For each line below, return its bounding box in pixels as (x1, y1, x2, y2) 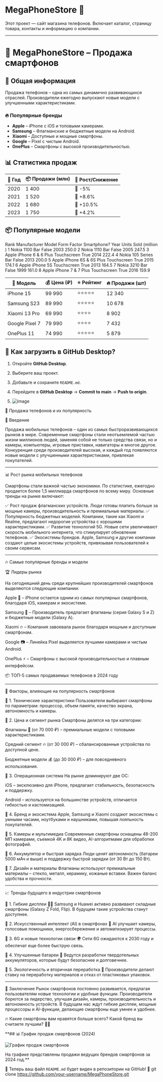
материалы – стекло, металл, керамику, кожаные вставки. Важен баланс (5, 870, 157, 876)
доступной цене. (5, 747, 40, 753)
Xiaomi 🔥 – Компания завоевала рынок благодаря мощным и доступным (5, 623, 156, 630)
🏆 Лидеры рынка (5, 569, 42, 574)
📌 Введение (5, 417, 30, 423)
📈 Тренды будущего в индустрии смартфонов (5, 890, 101, 896)
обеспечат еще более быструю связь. (5, 942, 84, 948)
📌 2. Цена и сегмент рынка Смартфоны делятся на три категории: (5, 717, 142, 723)
